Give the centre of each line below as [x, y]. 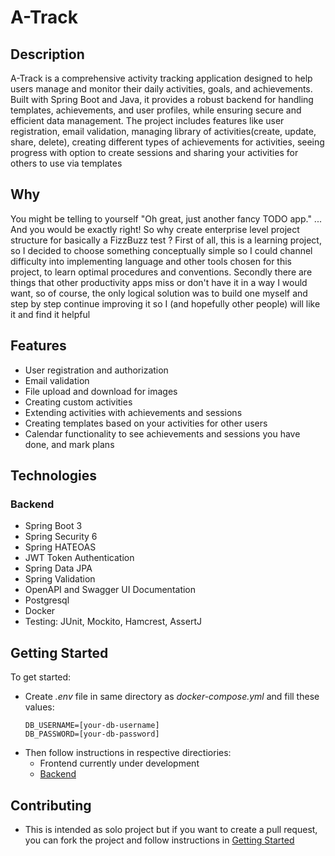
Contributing [51, 805]
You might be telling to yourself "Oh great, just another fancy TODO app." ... [166, 218]
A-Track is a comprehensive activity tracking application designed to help [161, 78]
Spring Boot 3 [53, 526]
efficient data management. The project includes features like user [147, 120]
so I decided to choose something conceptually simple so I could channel [161, 250]
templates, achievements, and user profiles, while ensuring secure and [156, 110]
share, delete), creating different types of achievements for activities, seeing [167, 142]
